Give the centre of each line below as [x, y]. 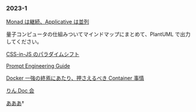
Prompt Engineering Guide [38, 66]
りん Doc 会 [20, 91]
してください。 [24, 42]
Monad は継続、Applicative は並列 [48, 22]
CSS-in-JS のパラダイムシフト [43, 54]
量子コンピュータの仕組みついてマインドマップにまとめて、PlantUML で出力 [98, 34]
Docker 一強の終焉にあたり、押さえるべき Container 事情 [75, 78]
